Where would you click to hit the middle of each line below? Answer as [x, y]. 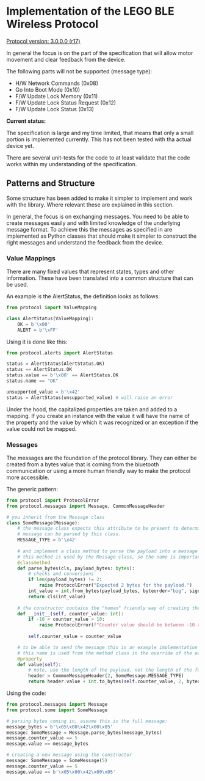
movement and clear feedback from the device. [66, 59]
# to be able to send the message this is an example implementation [108, 647]
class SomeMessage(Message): [43, 523]
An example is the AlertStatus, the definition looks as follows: [83, 296]
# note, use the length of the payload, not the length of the [110, 670]
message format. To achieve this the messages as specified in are [89, 229]
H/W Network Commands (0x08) [57, 83]
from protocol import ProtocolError [53, 500]
